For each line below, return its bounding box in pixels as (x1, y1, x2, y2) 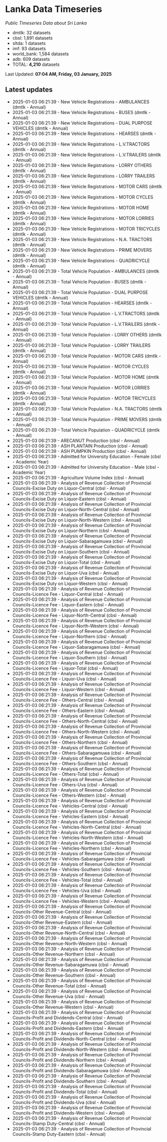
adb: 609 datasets (12, 56, 50, 62)
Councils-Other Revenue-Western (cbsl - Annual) (12, 1004, 114, 1010)
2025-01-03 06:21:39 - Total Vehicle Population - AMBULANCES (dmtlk (12, 268, 160, 274)
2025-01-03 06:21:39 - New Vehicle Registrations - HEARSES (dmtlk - (12, 131, 157, 137)
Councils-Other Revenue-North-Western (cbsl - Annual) (12, 940, 128, 946)
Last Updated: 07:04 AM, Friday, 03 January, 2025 (5, 71, 112, 77)
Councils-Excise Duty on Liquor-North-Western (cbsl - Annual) (12, 517, 142, 523)
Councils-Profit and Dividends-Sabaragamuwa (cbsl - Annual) (12, 1067, 141, 1073)
